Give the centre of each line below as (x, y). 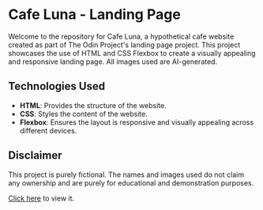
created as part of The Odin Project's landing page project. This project (124, 44)
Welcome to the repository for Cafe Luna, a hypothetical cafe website (121, 36)
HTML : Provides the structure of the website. (93, 105)
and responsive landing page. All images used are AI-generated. (113, 62)
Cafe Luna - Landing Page (95, 15)
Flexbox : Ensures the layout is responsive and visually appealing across (137, 122)
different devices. (48, 130)
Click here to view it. (41, 198)
